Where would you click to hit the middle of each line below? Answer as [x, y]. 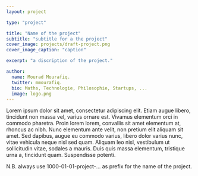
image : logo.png [32, 94]
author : [16, 72]
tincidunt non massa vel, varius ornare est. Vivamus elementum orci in [92, 117]
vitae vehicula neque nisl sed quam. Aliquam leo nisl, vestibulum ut [88, 142]
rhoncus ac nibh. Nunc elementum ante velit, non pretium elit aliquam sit [95, 129]
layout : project [26, 12]
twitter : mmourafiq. [37, 82]
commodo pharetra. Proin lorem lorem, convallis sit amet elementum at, [94, 123]
